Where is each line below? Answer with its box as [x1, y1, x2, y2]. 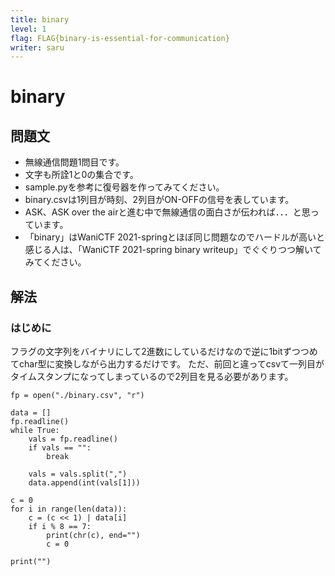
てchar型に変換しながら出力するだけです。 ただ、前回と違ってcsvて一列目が [10, 357, 325, 370]
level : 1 [10, 24, 47, 34]
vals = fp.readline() [28, 434, 118, 444]
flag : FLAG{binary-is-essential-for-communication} [10, 33, 230, 43]
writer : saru [10, 42, 65, 53]
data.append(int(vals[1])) [28, 477, 141, 488]
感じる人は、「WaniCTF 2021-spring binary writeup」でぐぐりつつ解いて [24, 244, 322, 256]
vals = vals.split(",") [28, 469, 128, 479]
